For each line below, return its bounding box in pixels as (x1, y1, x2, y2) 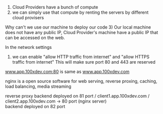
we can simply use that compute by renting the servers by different (12, 9, 149, 15)
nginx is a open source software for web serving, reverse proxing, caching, (5, 78, 158, 84)
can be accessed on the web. (5, 35, 65, 40)
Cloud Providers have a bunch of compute (12, 4, 98, 10)
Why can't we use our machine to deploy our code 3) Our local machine (5, 24, 151, 30)
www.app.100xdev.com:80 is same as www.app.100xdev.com (5, 69, 130, 75)
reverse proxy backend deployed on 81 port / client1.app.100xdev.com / (5, 93, 150, 99)
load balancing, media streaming (5, 83, 71, 89)
